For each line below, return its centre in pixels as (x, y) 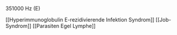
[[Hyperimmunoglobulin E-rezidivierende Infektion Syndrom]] (80, 20)
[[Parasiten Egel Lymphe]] (64, 26)
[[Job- (163, 20)
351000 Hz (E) (23, 8)
